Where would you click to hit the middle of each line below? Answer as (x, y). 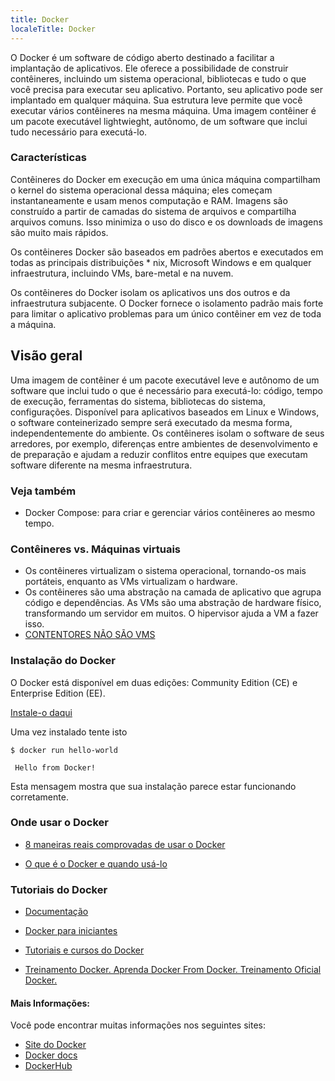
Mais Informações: (50, 1003)
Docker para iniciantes (71, 931)
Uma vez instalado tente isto (69, 732)
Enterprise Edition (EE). (58, 693)
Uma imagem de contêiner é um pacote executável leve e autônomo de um (165, 380)
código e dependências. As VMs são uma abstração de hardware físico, (173, 603)
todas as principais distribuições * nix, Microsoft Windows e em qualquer (161, 262)
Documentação (56, 912)
